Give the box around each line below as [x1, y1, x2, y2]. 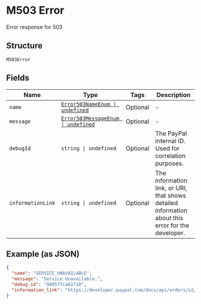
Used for [155, 144, 180, 153]
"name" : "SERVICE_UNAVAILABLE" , [11, 270, 93, 276]
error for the [155, 221, 190, 229]
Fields [6, 73, 30, 83]
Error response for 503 [6, 23, 63, 31]
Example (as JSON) [6, 249, 80, 259]
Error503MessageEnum [60, 115, 120, 121]
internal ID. [155, 136, 186, 145]
